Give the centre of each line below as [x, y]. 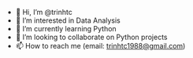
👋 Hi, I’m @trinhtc [44, 12]
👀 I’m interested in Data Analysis [68, 20]
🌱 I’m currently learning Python [66, 29]
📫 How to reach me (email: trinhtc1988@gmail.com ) [100, 46]
